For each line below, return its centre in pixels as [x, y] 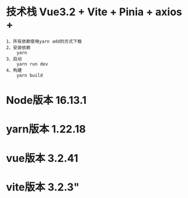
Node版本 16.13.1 [46, 100]
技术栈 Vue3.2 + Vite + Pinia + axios [94, 12]
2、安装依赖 [18, 47]
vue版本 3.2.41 [42, 158]
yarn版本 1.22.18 [46, 129]
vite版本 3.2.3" [43, 187]
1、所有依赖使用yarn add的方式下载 [44, 41]
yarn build [30, 75]
